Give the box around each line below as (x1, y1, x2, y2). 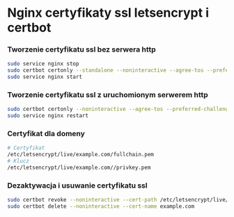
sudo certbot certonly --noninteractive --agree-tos (7, 106, 164, 113)
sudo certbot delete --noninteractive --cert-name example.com (7, 203, 195, 210)
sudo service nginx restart (7, 112, 89, 119)
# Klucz (7, 158, 30, 165)
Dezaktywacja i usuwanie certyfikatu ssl (7, 180, 148, 190)
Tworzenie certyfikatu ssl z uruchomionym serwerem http (7, 90, 209, 100)
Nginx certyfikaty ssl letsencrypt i (7, 5, 209, 21)
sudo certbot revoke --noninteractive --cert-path (7, 197, 157, 204)
